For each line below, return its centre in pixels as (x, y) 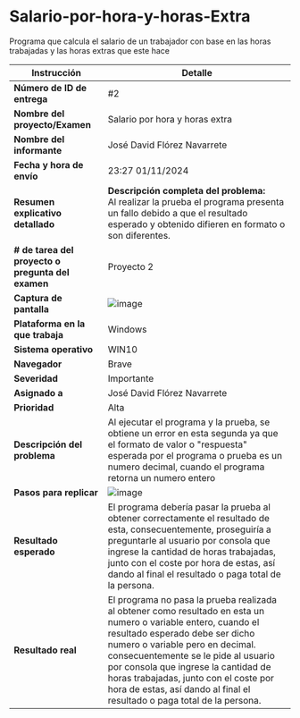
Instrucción (56, 72)
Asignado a (38, 393)
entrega (31, 98)
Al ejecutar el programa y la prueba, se (189, 422)
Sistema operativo (54, 349)
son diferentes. (139, 235)
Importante (131, 378)
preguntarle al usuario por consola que (189, 540)
